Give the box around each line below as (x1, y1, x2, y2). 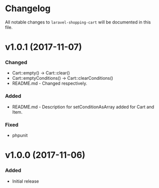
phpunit (12, 133, 28, 139)
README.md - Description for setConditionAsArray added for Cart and (12, 104, 155, 110)
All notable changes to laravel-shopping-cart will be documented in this (5, 19, 151, 25)
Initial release (12, 178, 39, 184)
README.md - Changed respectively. (12, 80, 87, 86)
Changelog (5, 3, 51, 14)
